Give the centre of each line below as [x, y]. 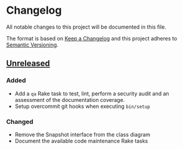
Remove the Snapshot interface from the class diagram [83, 134]
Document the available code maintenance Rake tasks [81, 141]
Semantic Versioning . [32, 45]
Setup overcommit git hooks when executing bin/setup [82, 106]
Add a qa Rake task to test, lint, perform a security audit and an [92, 94]
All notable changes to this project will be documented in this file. [86, 27]
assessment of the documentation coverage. [70, 100]
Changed [20, 122]
